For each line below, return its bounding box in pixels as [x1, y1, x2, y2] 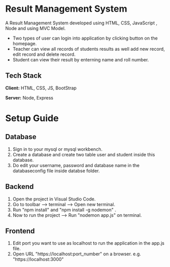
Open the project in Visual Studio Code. [12, 196, 96, 202]
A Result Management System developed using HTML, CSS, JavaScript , [5, 20, 158, 26]
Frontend [5, 226, 35, 235]
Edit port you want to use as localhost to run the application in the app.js [12, 240, 164, 246]
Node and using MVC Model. [5, 25, 66, 31]
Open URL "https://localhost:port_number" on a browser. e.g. [12, 251, 141, 257]
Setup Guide [5, 112, 59, 124]
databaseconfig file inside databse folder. [12, 168, 100, 174]
